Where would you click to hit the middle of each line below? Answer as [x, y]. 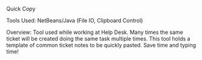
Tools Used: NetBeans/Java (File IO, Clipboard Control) [75, 20]
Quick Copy [21, 9]
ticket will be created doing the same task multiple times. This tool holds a [98, 38]
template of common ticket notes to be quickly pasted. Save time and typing [101, 45]
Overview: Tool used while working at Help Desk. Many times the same [95, 32]
